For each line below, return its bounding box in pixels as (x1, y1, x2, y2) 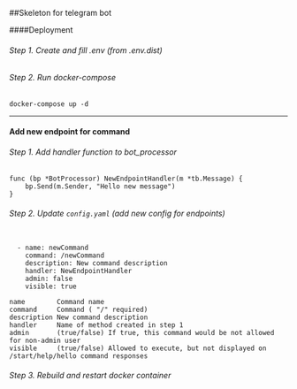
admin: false (25, 274, 73, 283)
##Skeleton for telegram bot (9, 8, 112, 18)
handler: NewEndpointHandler (25, 266, 133, 275)
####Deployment (9, 25, 73, 34)
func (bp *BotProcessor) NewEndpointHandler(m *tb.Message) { (9, 174, 243, 183)
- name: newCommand (17, 243, 89, 252)
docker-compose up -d (9, 99, 89, 109)
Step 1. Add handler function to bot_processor (9, 147, 177, 157)
